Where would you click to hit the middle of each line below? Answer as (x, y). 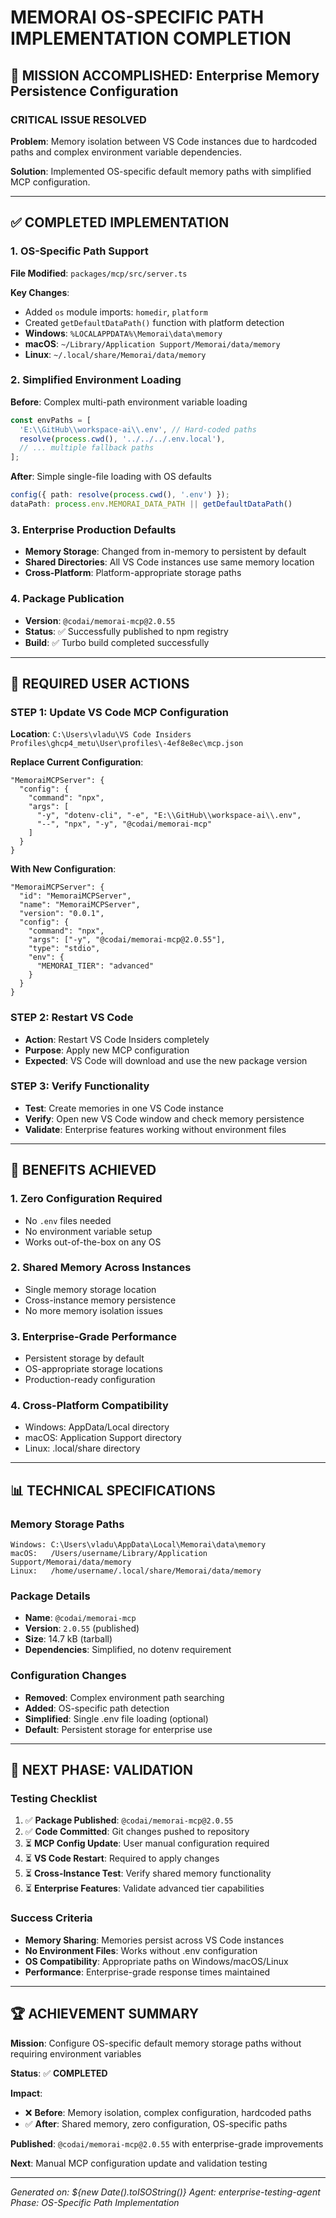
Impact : (26, 2093)
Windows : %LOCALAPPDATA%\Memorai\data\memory (123, 333)
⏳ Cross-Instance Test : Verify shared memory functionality (148, 1873)
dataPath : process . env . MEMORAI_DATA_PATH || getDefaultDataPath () (151, 504)
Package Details (50, 1596)
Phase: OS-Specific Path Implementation (95, 2202)
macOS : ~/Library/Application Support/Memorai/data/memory (152, 343)
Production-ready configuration (90, 1380)
